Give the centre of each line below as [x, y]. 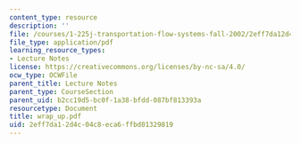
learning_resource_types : [57, 51]
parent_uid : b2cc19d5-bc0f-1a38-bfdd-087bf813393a [105, 100]
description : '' [39, 26]
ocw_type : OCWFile [43, 75]
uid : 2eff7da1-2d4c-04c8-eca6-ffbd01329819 [92, 125]
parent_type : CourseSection [62, 91]
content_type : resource [54, 17]
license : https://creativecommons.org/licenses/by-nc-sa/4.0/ [127, 68]
